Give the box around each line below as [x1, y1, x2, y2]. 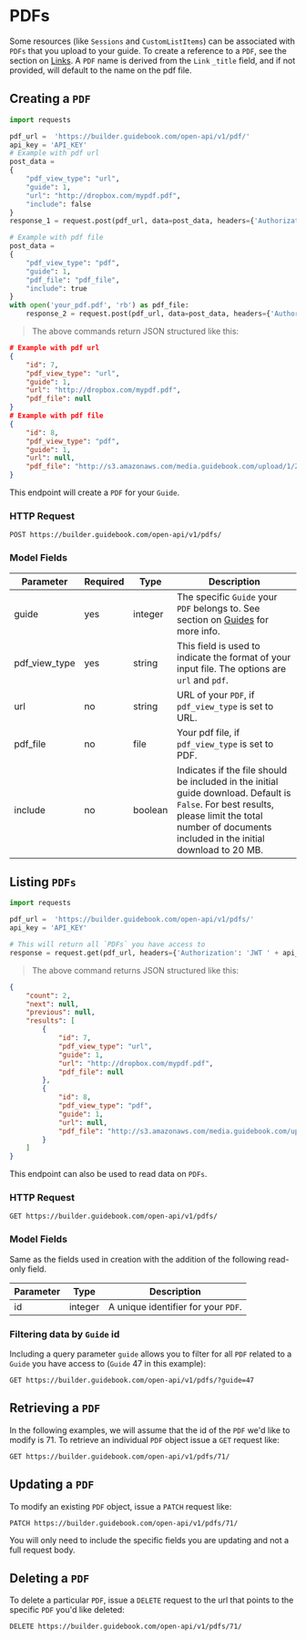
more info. [177, 624, 220, 637]
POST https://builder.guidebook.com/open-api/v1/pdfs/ [9, 531, 222, 540]
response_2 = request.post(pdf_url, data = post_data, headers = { [25, 309, 271, 319]
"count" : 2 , [25, 991, 71, 1000]
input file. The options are [177, 662, 287, 675]
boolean [133, 803, 168, 816]
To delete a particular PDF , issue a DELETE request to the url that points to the [9, 1594, 294, 1605]
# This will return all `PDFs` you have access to [9, 940, 206, 949]
